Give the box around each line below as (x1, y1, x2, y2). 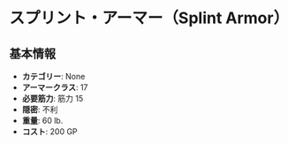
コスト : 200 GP (21, 126, 78, 137)
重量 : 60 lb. (21, 116, 64, 125)
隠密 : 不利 (21, 104, 58, 115)
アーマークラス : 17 (21, 82, 88, 93)
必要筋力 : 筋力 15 (21, 94, 84, 103)
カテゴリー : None (21, 72, 86, 81)
